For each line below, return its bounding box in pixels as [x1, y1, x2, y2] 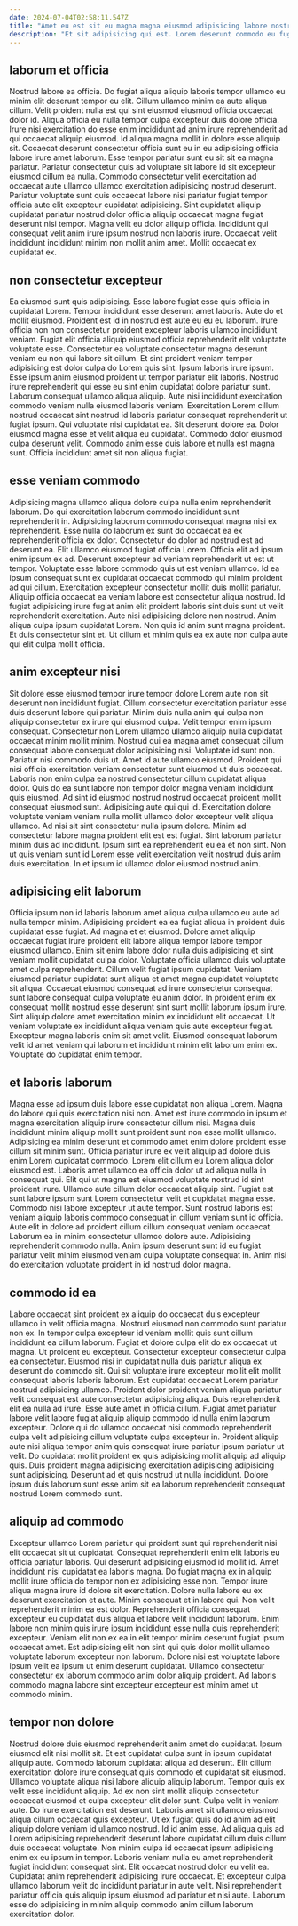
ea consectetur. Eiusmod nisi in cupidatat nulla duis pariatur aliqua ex [9, 1356, 263, 1366]
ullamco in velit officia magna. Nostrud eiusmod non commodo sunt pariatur [9, 1318, 287, 1329]
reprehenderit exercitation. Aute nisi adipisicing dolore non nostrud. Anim [9, 610, 277, 621]
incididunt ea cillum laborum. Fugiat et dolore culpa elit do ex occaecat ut [9, 1337, 278, 1348]
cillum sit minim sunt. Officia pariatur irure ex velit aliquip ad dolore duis [9, 1146, 271, 1156]
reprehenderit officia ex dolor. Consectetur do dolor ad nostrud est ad [9, 535, 264, 545]
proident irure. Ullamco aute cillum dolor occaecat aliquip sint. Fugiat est [9, 1184, 274, 1195]
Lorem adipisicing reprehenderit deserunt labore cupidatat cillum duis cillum [9, 1833, 287, 1843]
